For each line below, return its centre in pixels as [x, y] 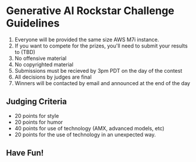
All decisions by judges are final [53, 77]
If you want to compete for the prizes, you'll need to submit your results [101, 46]
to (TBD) [25, 52]
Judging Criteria [37, 102]
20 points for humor [39, 122]
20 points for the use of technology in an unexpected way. [85, 134]
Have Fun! [25, 153]
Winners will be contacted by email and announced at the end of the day [102, 83]
